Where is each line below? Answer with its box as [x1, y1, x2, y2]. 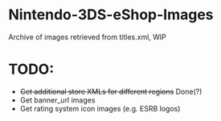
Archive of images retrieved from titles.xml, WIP [8, 32, 167, 42]
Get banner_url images [19, 95, 96, 105]
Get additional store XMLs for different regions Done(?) [19, 87, 203, 96]
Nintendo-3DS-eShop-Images [8, 6, 215, 24]
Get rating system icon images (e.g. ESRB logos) [19, 103, 181, 113]
